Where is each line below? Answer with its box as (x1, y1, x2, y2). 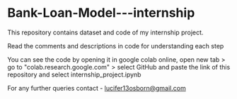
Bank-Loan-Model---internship (7, 5, 195, 21)
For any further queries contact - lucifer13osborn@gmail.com (7, 84, 186, 92)
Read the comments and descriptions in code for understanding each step (7, 41, 224, 50)
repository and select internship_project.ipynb (7, 70, 141, 79)
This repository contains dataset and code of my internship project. (7, 28, 204, 37)
